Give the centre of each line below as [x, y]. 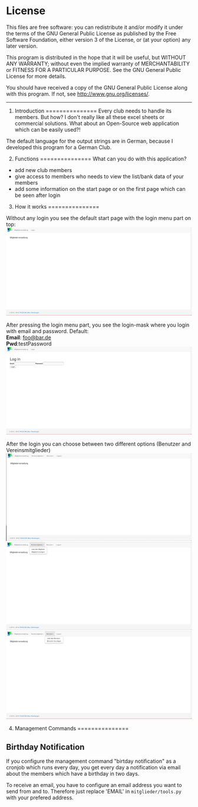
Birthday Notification [45, 747]
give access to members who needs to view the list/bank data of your [99, 176]
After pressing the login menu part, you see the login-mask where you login [98, 325]
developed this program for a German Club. [59, 147]
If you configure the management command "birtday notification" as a [91, 761]
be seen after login [37, 195]
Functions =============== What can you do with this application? [100, 159]
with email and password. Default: [47, 331]
